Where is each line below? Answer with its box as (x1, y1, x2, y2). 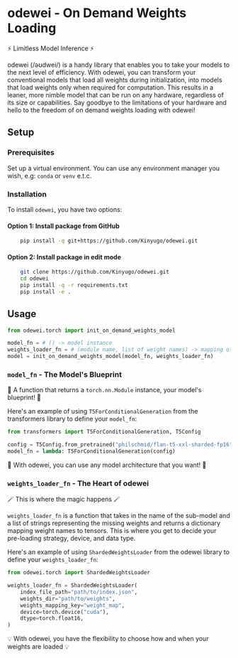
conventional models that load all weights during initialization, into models (7, 75, 222, 84)
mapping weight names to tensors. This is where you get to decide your (7, 527, 217, 535)
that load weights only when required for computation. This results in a (7, 83, 214, 92)
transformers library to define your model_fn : (7, 414, 137, 424)
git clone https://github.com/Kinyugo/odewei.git (20, 269, 170, 276)
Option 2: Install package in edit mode (7, 252, 122, 261)
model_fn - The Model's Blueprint (7, 370, 123, 379)
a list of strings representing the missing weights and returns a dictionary (7, 519, 221, 527)
